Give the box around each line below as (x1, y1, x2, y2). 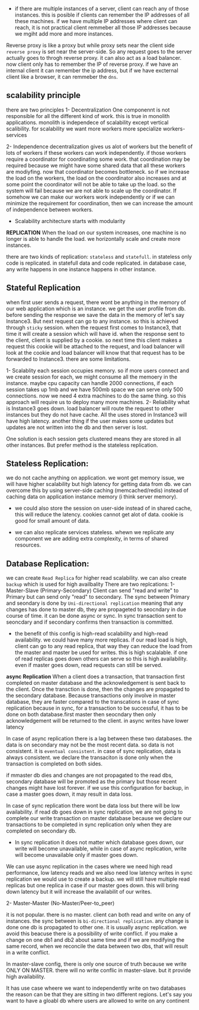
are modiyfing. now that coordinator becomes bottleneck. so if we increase (6, 168, 190, 175)
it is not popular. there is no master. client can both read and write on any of (6, 911, 191, 919)
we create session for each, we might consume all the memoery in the (6, 373, 178, 380)
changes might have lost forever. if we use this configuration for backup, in (6, 785, 190, 792)
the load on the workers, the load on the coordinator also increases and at (6, 174, 187, 182)
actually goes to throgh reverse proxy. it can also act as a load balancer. (6, 55, 182, 61)
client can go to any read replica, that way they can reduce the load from (14, 643, 192, 650)
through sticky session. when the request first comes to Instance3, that (6, 323, 182, 331)
